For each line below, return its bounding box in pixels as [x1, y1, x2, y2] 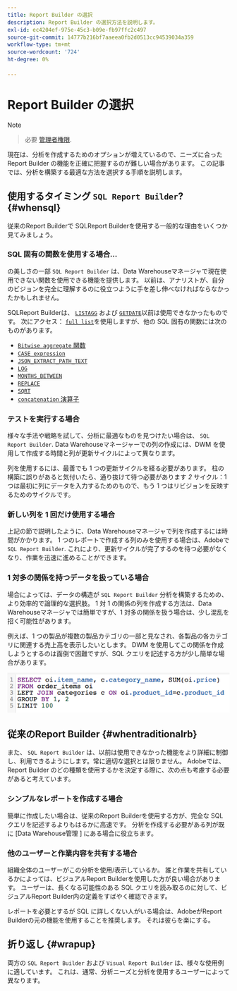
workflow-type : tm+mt [7, 41, 71, 49]
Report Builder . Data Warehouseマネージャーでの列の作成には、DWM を [7, 441, 219, 449]
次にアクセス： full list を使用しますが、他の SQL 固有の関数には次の [20, 317, 227, 326]
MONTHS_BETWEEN [17, 372, 63, 380]
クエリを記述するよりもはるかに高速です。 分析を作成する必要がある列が [7, 820, 219, 828]
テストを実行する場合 [7, 414, 80, 424]
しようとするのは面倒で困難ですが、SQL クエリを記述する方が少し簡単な [7, 649, 219, 658]
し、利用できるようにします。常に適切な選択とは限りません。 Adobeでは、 [7, 757, 226, 765]
